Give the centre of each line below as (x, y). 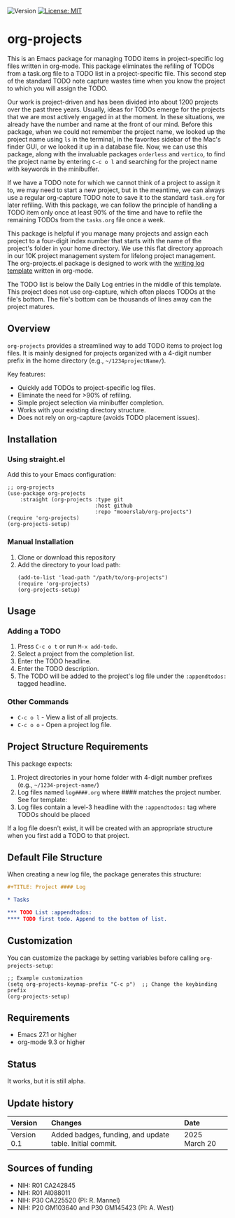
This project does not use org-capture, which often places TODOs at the (111, 292)
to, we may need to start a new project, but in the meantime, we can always (116, 190)
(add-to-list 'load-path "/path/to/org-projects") (93, 577)
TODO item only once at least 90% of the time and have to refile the (105, 212)
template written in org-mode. (50, 271)
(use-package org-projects (47, 494)
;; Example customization (45, 978)
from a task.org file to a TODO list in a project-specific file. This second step (117, 73)
